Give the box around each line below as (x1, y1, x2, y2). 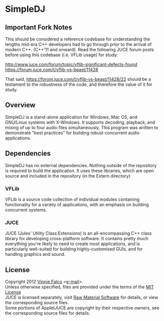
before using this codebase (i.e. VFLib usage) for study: (5, 52, 118, 58)
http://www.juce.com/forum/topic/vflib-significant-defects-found (5, 62, 137, 67)
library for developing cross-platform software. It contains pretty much (5, 236, 149, 242)
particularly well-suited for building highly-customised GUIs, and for (5, 246, 143, 252)
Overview (5, 101, 36, 109)
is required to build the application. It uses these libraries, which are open (5, 168, 154, 174)
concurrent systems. (5, 207, 47, 213)
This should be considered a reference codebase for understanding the (5, 36, 150, 42)
